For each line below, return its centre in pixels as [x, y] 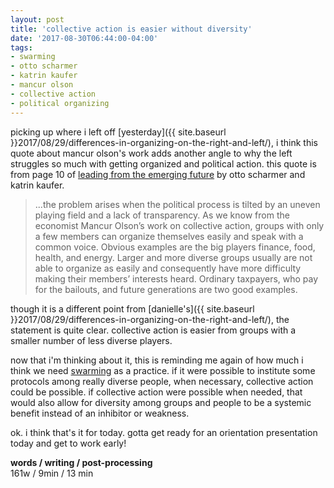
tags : [21, 47]
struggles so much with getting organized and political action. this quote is [163, 163]
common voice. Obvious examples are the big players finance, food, [175, 247]
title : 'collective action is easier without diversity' [131, 29]
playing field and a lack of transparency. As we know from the [162, 215]
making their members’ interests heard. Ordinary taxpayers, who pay [176, 278]
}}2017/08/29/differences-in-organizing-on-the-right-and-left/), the [150, 319]
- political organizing [60, 103]
